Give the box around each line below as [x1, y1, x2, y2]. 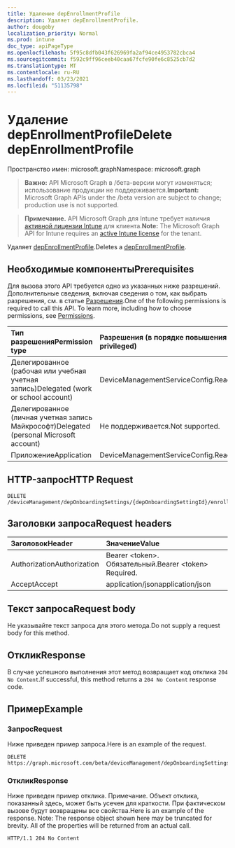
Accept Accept [10, 579, 58, 589]
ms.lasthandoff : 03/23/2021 [7, 75, 90, 83]
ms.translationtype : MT [7, 62, 77, 69]
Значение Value [106, 538, 159, 548]
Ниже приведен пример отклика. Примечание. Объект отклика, [7, 792, 199, 800]
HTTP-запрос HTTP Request [7, 474, 134, 486]
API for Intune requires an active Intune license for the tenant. [24, 229, 202, 238]
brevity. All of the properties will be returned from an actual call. [7, 821, 191, 830]
